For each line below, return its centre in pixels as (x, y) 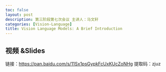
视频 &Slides (25, 50)
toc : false (17, 10)
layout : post (19, 15)
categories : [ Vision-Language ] (39, 24)
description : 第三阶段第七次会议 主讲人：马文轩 (52, 19)
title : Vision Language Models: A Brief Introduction (64, 29)
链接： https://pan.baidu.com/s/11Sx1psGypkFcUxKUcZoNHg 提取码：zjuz (83, 63)
